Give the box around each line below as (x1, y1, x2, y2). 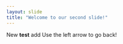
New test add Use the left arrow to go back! (6, 31, 117, 38)
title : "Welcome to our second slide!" (6, 14, 108, 20)
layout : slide (6, 8, 43, 15)
